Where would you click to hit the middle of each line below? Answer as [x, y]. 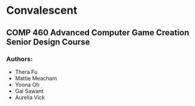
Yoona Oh [27, 84]
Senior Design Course [48, 42]
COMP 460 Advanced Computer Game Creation [98, 33]
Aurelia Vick [30, 97]
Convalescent [42, 10]
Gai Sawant [29, 91]
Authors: [20, 59]
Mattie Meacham [36, 78]
